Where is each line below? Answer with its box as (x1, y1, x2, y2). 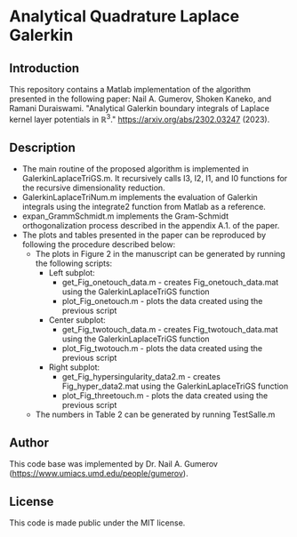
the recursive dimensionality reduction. (21, 182, 166, 193)
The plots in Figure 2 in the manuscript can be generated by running (35, 249, 286, 260)
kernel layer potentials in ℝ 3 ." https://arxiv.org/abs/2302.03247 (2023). (9, 113, 270, 124)
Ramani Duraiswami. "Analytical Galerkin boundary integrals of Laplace (9, 103, 269, 113)
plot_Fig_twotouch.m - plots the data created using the (61, 343, 263, 354)
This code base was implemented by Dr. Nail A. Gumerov (9, 459, 218, 469)
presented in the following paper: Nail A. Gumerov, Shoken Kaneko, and (9, 93, 272, 104)
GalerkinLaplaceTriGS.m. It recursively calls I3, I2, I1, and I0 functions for (21, 173, 288, 184)
